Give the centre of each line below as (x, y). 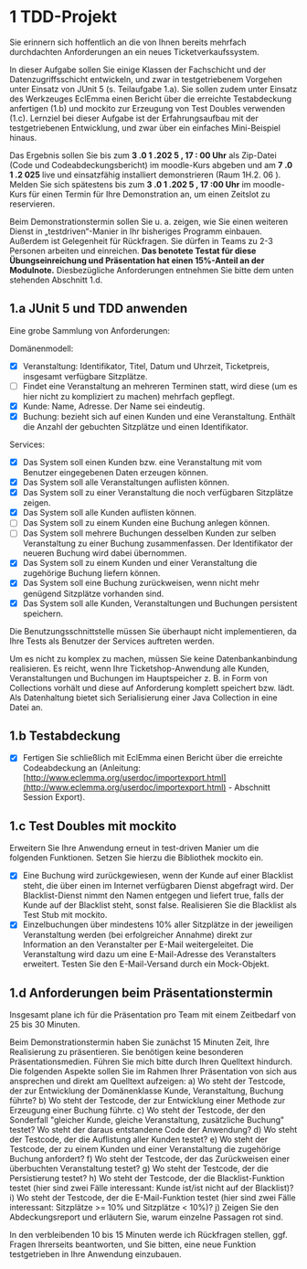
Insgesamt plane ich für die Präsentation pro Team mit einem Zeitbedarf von (153, 1015)
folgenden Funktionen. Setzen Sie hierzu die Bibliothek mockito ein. (137, 858)
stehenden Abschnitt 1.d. (56, 280)
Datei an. (26, 707)
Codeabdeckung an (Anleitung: (82, 768)
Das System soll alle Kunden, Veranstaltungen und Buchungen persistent (160, 603)
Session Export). (53, 797)
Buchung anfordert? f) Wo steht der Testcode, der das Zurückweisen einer (150, 1159)
